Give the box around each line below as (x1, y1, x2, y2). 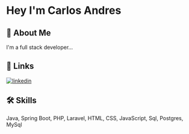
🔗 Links (6, 61, 34, 71)
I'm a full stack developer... (6, 43, 73, 51)
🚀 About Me (6, 28, 51, 38)
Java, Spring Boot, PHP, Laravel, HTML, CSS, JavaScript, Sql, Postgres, (6, 114, 184, 121)
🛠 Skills (6, 95, 37, 106)
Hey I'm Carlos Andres (6, 4, 122, 18)
